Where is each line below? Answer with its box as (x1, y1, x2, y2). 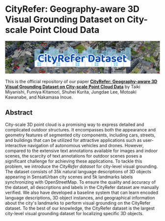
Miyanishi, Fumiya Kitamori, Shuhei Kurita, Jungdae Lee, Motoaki (5, 89, 137, 95)
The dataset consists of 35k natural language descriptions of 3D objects (5, 168, 151, 174)
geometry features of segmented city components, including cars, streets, (5, 132, 156, 138)
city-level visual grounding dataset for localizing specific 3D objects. (5, 210, 144, 216)
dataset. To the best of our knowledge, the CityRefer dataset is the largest (5, 205, 155, 211)
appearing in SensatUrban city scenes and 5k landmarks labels (5, 174, 133, 180)
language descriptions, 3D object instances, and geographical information (5, 194, 155, 200)
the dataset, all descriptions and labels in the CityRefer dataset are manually (5, 184, 159, 190)
